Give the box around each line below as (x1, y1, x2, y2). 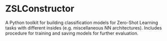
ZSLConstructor (5, 3, 75, 14)
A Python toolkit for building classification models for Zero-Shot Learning (5, 19, 158, 25)
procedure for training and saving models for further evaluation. (5, 30, 139, 36)
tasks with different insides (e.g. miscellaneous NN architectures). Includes (5, 24, 162, 30)
